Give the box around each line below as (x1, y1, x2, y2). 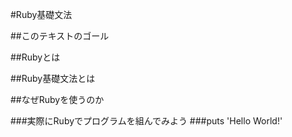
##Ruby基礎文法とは (10, 73, 96, 84)
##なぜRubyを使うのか (10, 94, 105, 105)
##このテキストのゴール (10, 30, 110, 42)
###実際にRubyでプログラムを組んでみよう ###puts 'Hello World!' (10, 115, 283, 127)
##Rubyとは (10, 51, 61, 63)
